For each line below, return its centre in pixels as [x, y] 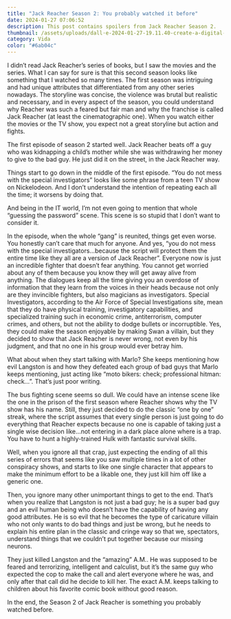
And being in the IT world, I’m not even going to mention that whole [102, 208]
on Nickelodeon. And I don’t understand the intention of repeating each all [112, 187]
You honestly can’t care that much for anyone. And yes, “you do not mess [111, 243]
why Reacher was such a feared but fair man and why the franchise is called [115, 109]
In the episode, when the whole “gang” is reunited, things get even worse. [112, 236]
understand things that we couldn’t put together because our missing [105, 539]
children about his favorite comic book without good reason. [92, 589]
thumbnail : [23, 33]
